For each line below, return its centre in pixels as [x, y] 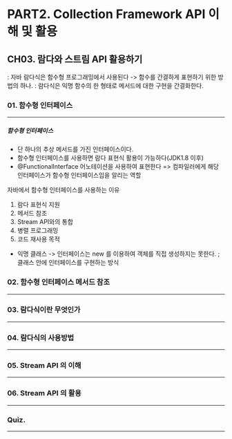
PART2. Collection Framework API [106, 14]
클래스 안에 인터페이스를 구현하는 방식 [68, 263]
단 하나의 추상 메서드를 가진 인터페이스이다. [75, 149]
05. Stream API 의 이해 [44, 366]
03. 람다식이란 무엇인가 [44, 310]
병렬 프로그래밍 [38, 231]
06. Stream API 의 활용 [44, 393]
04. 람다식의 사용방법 [41, 337]
